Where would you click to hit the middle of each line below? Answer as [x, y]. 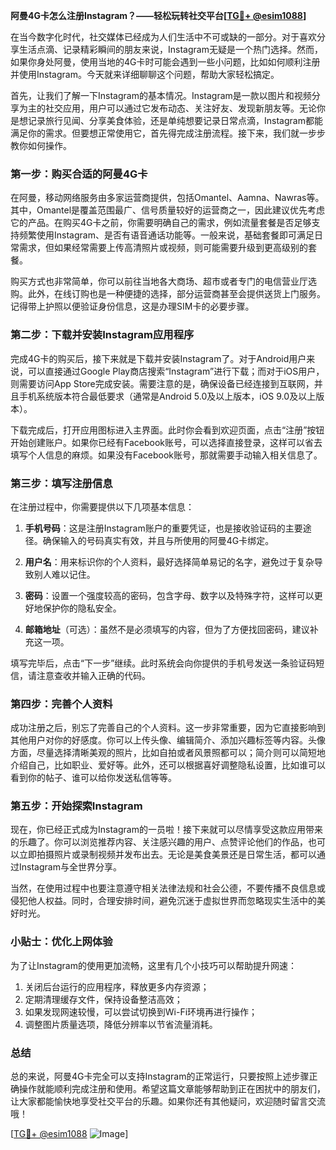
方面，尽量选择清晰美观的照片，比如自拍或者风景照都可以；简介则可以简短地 [168, 753]
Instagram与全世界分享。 [70, 867]
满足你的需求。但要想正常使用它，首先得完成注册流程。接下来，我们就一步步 [168, 133]
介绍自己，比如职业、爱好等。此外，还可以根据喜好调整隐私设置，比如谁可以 [168, 765]
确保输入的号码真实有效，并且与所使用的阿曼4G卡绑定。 [158, 540]
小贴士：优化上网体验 [61, 942]
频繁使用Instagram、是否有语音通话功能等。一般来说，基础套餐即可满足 [166, 235]
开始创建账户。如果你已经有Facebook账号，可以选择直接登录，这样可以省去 [166, 442]
